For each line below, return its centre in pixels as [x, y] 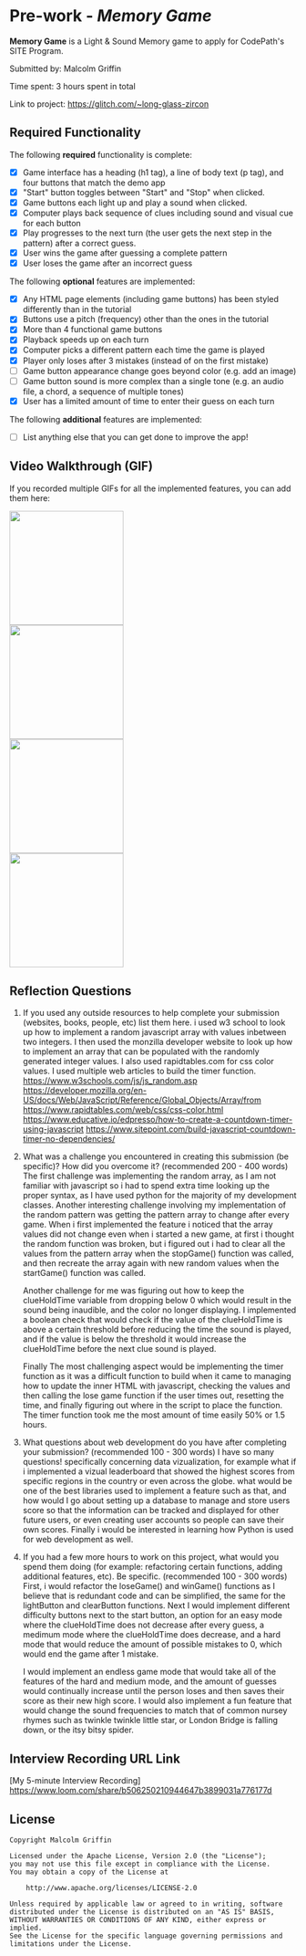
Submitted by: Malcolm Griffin [65, 68]
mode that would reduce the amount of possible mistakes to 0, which [152, 1645]
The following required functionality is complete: [101, 154]
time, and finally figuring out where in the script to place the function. [153, 1406]
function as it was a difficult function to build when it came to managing [157, 1376]
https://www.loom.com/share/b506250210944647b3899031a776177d [141, 1791]
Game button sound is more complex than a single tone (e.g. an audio [153, 381]
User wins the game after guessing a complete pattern [125, 253]
